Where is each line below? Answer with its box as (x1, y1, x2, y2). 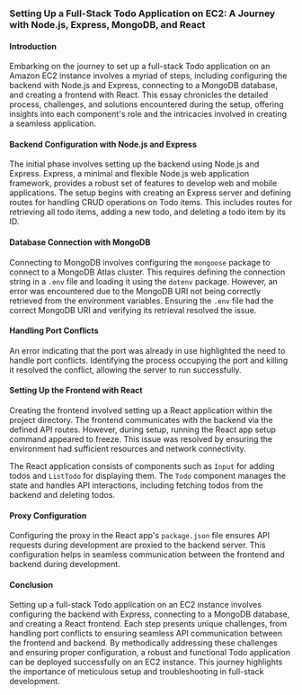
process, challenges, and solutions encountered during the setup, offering (9, 99, 285, 110)
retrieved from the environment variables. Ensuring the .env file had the (9, 295, 274, 306)
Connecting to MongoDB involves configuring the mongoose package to (9, 257, 271, 267)
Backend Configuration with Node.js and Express (9, 139, 198, 149)
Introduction (9, 41, 57, 51)
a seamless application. (9, 118, 97, 129)
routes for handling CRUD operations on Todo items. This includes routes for (9, 197, 293, 208)
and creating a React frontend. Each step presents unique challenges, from (9, 618, 288, 629)
